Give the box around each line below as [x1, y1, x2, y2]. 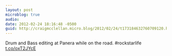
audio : [5, 17, 19, 22]
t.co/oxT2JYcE [5, 45, 36, 51]
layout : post [5, 7, 33, 13]
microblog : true [5, 12, 40, 17]
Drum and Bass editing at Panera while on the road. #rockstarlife [5, 40, 142, 46]
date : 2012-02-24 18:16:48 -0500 [5, 21, 77, 27]
